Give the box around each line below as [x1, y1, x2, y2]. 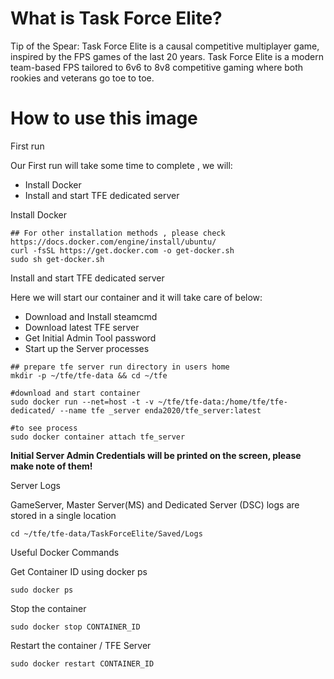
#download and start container [10, 388, 141, 398]
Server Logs [10, 479, 61, 491]
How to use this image [10, 107, 198, 130]
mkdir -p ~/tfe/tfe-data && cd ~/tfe [10, 370, 168, 381]
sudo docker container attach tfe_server [10, 432, 186, 442]
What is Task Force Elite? [10, 7, 223, 30]
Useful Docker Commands [10, 546, 120, 558]
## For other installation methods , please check [10, 228, 226, 238]
